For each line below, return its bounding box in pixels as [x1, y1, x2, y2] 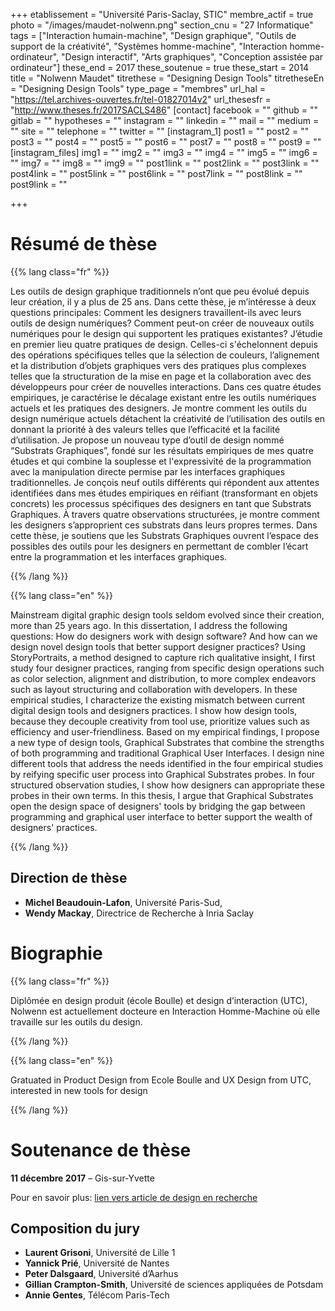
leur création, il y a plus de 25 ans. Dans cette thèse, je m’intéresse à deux [10, 295, 317, 308]
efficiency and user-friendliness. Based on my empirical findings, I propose [10, 725, 320, 738]
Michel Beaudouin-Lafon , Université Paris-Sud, [24, 896, 223, 908]
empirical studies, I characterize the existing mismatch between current [10, 694, 306, 706]
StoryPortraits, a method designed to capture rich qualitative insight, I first [10, 651, 316, 663]
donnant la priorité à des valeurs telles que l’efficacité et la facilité [10, 423, 281, 435]
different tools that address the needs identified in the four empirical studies [10, 757, 324, 769]
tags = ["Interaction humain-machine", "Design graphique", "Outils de [10, 30, 297, 41]
